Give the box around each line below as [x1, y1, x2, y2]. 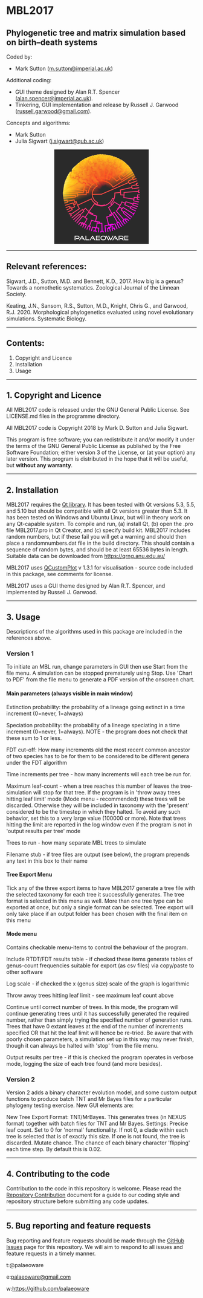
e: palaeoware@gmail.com [6, 1273, 71, 1280]
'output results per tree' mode [6, 827, 81, 834]
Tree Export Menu [6, 871, 53, 878]
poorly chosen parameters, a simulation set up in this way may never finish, [6, 1035, 195, 1043]
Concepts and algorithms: [6, 119, 71, 126]
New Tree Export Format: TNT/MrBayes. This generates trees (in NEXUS [6, 1114, 186, 1121]
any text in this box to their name [6, 857, 88, 865]
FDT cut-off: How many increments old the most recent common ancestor [6, 746, 190, 753]
